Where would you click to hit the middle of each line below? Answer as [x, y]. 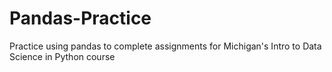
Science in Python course [62, 56]
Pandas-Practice [80, 18]
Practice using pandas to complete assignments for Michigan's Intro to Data [165, 46]
